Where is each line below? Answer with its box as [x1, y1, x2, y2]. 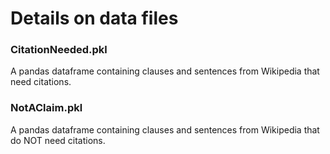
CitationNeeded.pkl [10, 43, 108, 57]
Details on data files [10, 7, 179, 30]
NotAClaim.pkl [10, 101, 83, 115]
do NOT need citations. [10, 134, 106, 146]
